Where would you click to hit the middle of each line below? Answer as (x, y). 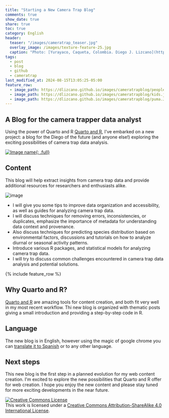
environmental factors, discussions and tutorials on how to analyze (82, 237)
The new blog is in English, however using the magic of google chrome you (83, 341)
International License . (28, 411)
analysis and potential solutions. (46, 264)
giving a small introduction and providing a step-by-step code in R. (74, 312)
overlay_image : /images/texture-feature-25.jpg (61, 47)
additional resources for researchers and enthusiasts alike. (66, 185)
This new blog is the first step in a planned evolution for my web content (80, 374)
